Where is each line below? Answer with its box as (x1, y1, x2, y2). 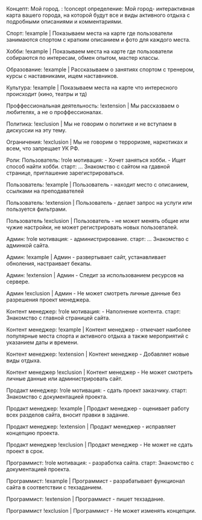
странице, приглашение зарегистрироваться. (6, 169, 125, 176)
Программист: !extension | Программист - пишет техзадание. (6, 495, 165, 502)
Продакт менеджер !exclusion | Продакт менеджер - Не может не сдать (6, 441, 193, 448)
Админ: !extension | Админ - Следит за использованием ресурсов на (6, 272, 184, 278)
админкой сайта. (6, 242, 50, 249)
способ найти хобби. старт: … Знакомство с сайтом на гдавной (6, 163, 170, 170)
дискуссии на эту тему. (6, 127, 67, 133)
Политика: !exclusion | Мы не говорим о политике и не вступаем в (6, 120, 177, 127)
